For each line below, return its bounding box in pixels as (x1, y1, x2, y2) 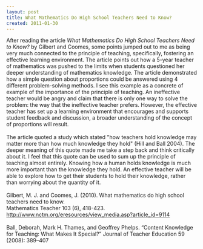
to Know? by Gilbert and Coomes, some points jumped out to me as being (6, 43, 190, 50)
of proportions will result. (6, 121, 69, 128)
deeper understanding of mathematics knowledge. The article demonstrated (6, 69, 197, 77)
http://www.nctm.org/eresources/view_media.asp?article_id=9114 (6, 211, 170, 219)
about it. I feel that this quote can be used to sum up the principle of (6, 153, 176, 160)
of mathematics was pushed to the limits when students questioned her (6, 63, 185, 70)
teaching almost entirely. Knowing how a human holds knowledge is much (6, 159, 191, 167)
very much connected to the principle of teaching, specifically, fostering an (6, 50, 194, 57)
